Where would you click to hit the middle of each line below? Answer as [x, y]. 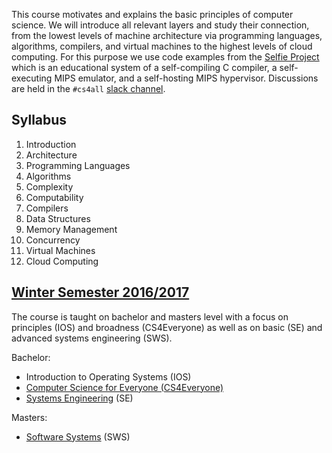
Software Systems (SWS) [78, 436]
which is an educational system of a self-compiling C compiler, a [144, 67]
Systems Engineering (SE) [79, 398]
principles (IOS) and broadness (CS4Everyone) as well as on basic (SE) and [167, 327]
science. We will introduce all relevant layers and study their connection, [160, 25]
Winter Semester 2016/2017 [100, 292]
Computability [54, 197]
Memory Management [71, 229]
